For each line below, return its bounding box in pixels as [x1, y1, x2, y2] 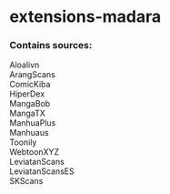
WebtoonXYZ [9, 147, 60, 158]
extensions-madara [9, 6, 162, 27]
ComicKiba [9, 79, 51, 90]
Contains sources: [9, 39, 93, 52]
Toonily [9, 137, 37, 148]
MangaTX [9, 107, 45, 119]
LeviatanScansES [9, 166, 75, 177]
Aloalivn [9, 59, 40, 70]
